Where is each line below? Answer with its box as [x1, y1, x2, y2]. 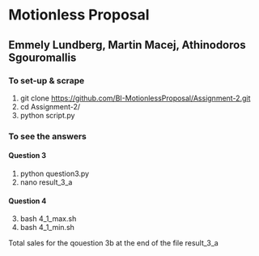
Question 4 [8, 196, 47, 206]
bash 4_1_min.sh [19, 223, 75, 233]
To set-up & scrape [8, 75, 85, 86]
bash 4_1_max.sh [19, 214, 77, 224]
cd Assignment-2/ [19, 101, 81, 111]
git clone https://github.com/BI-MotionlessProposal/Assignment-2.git [19, 93, 251, 103]
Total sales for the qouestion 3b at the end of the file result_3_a [8, 238, 219, 248]
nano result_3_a [19, 177, 73, 187]
